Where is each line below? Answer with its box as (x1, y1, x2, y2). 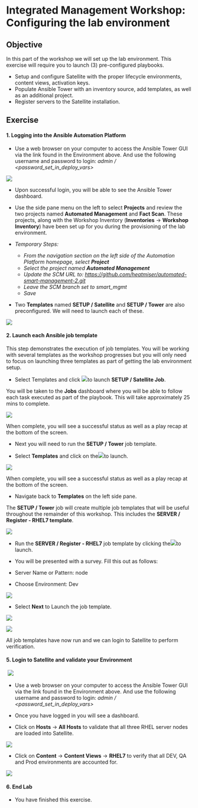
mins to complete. (6, 400, 50, 407)
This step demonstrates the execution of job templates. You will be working (6, 345, 190, 352)
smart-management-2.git (23, 277, 86, 284)
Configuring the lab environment (6, 16, 170, 30)
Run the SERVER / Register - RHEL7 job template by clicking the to (14, 540, 181, 547)
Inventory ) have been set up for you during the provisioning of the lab (14, 223, 186, 230)
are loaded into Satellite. (14, 730, 74, 737)
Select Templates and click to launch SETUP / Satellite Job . (14, 376, 166, 383)
